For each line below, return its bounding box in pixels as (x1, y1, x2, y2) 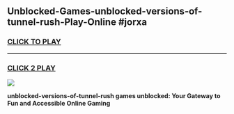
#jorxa (118, 17, 148, 28)
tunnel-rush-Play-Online (7, 17, 117, 28)
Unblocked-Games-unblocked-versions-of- (7, 6, 203, 17)
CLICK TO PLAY (7, 37, 61, 47)
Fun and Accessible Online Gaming (7, 99, 111, 107)
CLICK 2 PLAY (7, 63, 56, 73)
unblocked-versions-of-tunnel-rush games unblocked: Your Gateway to (7, 91, 221, 99)
